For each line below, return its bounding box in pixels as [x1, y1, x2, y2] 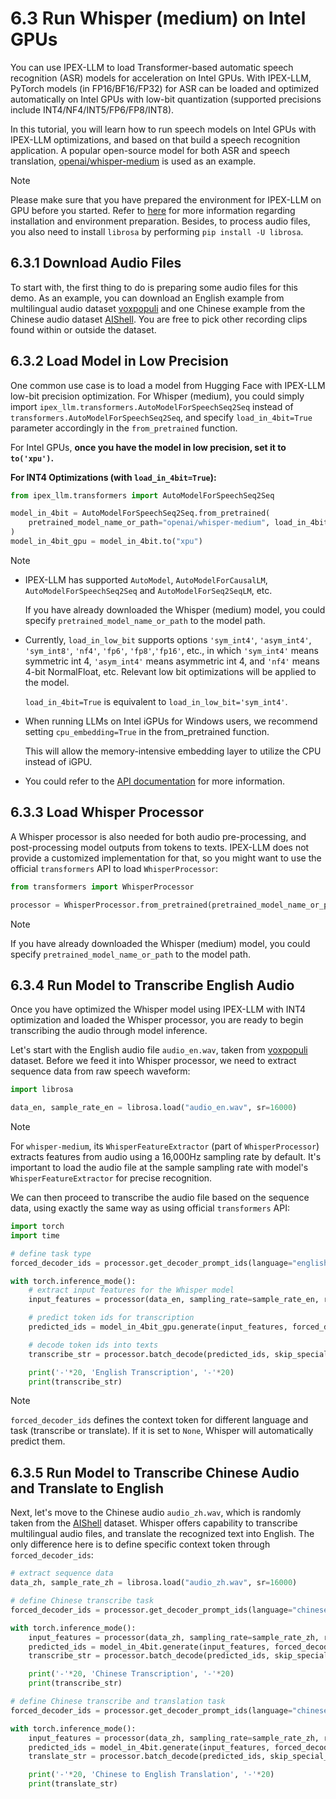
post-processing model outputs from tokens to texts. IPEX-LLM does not [10, 841, 310, 853]
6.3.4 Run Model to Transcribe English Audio [10, 977, 295, 994]
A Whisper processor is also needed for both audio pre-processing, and [10, 830, 307, 842]
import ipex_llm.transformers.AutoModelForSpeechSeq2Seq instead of [10, 400, 294, 412]
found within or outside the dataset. [10, 323, 157, 336]
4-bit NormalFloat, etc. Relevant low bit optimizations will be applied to [24, 665, 317, 677]
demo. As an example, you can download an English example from [10, 292, 285, 304]
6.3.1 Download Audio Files [10, 255, 182, 272]
